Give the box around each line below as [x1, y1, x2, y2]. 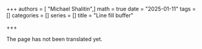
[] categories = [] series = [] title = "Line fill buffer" [6, 12, 133, 19]
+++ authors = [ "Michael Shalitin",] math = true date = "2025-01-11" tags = [6, 6, 196, 12]
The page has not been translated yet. [6, 36, 103, 42]
